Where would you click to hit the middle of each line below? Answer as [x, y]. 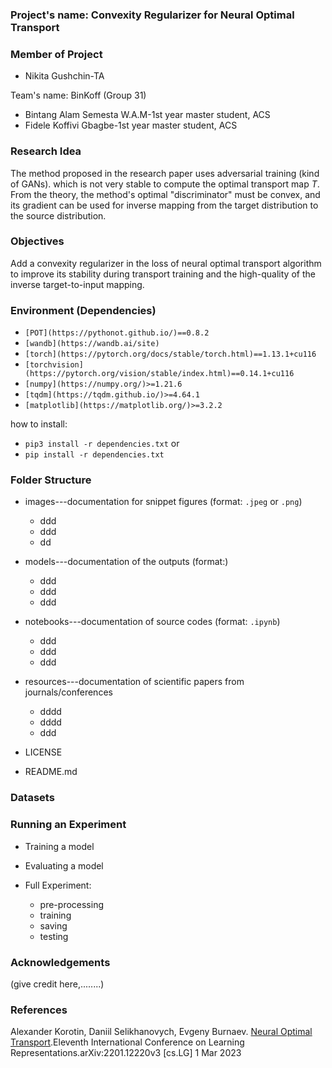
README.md [51, 772]
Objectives [37, 241]
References [39, 1010]
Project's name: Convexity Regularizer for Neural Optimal [152, 15]
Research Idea [46, 151]
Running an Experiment [68, 825]
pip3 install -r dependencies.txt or [102, 444]
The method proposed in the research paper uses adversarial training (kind [165, 173]
